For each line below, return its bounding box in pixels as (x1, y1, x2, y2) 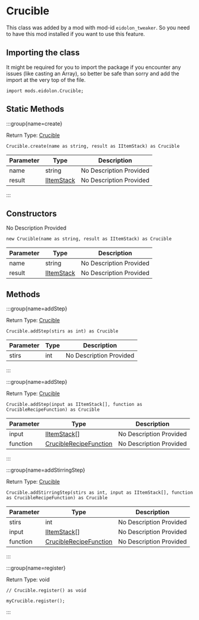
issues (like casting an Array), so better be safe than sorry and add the (6, 70, 180, 77)
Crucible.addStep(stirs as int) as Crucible (6, 328, 119, 334)
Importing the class (6, 48, 80, 58)
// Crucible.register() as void (6, 588, 86, 594)
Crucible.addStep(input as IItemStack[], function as (6, 402, 143, 408)
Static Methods (6, 104, 64, 114)
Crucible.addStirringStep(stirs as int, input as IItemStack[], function (6, 490, 194, 496)
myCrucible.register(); (6, 598, 66, 604)
